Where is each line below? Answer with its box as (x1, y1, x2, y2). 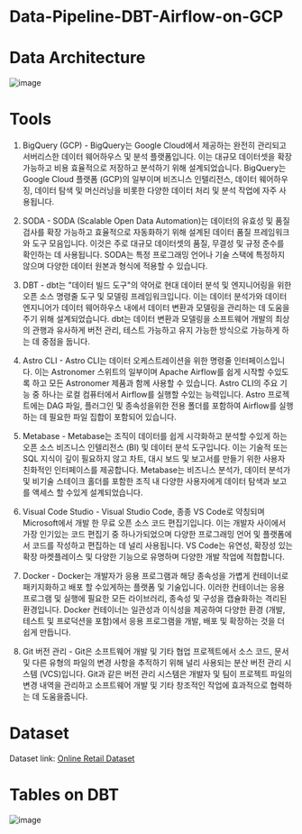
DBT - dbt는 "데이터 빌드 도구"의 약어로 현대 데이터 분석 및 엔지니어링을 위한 (22, 280, 292, 290)
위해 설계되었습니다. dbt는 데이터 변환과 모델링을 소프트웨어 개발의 (39, 314, 273, 325)
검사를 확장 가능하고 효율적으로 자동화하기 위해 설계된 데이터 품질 (22, 227, 252, 238)
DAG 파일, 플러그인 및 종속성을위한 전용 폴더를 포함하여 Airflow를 (46, 400, 278, 411)
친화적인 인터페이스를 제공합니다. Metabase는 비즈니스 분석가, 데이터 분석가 (22, 464, 291, 475)
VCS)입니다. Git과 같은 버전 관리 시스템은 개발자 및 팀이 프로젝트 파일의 (41, 669, 293, 680)
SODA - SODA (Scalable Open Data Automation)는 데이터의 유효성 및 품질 (22, 215, 290, 226)
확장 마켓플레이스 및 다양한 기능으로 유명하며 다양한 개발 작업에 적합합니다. (22, 552, 286, 563)
